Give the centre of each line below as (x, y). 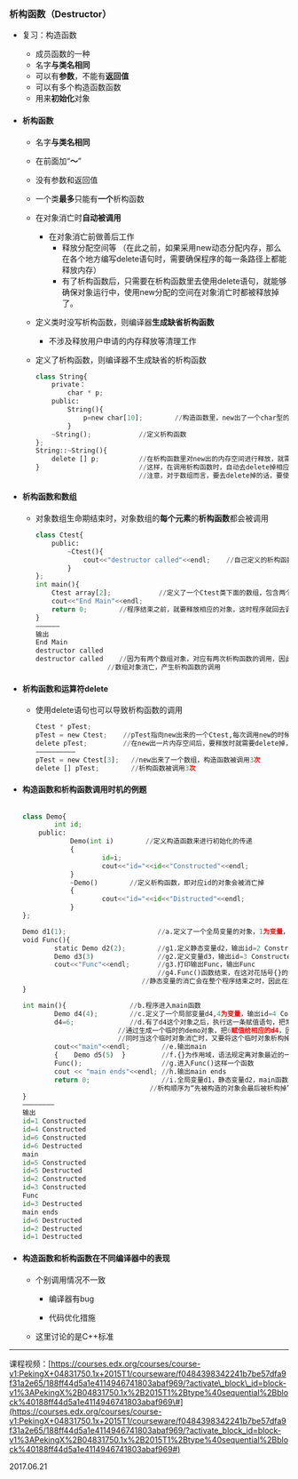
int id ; (68, 825)
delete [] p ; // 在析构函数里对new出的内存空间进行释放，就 (168, 460)
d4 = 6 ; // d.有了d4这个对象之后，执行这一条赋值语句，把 (170, 1022)
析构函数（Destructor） (60, 13)
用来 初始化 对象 (63, 99)
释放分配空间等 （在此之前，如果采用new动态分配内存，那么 (172, 247)
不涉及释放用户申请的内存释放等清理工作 (122, 340)
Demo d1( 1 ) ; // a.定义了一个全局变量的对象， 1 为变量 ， (156, 931)
